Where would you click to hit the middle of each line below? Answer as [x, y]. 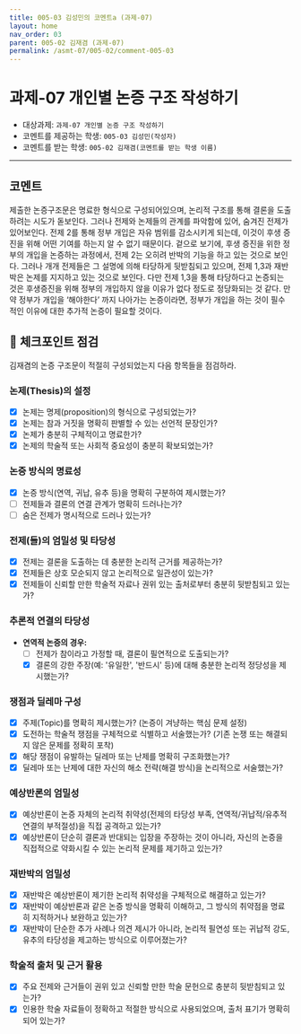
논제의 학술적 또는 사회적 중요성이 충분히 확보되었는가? [117, 446]
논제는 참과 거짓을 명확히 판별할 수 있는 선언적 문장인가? [120, 424]
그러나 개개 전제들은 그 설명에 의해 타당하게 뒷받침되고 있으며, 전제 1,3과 [146, 266]
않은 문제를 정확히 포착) [73, 745]
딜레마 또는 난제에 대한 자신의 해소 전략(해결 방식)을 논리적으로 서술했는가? [153, 767]
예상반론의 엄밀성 [44, 793]
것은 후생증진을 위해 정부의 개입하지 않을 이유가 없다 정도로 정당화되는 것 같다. [146, 288]
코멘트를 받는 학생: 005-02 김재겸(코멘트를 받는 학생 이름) [120, 147]
